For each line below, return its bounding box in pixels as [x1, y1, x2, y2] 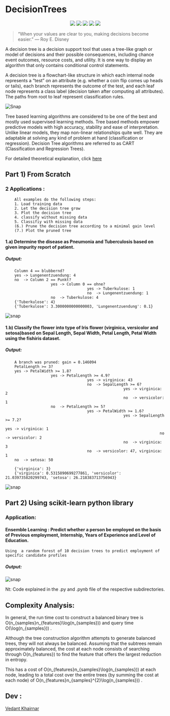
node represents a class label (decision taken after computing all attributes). [5, 88, 164, 94]
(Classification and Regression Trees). [5, 146, 85, 152]
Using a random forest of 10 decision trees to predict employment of [5, 549, 160, 554]
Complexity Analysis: [5, 601, 75, 609]
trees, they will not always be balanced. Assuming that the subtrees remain [5, 640, 162, 646]
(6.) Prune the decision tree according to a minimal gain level [14, 223, 156, 229]
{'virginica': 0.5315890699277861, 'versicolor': [14, 470, 122, 475]
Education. [5, 537, 29, 543]
